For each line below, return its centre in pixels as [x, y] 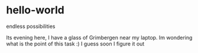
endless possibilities [31, 26]
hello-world [35, 10]
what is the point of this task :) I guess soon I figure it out [75, 44]
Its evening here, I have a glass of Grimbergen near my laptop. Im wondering [99, 37]
